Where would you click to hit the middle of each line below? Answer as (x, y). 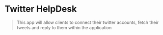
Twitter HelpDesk (41, 9)
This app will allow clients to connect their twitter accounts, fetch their (88, 22)
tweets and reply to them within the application (64, 27)
